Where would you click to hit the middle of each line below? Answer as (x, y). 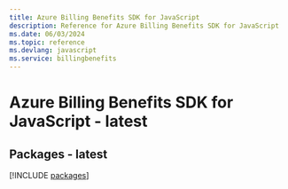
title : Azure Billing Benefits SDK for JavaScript (105, 17)
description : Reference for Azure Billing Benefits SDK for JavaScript (144, 26)
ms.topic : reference (47, 42)
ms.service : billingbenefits (63, 59)
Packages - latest (58, 154)
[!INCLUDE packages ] (49, 175)
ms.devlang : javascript (53, 51)
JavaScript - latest (78, 122)
